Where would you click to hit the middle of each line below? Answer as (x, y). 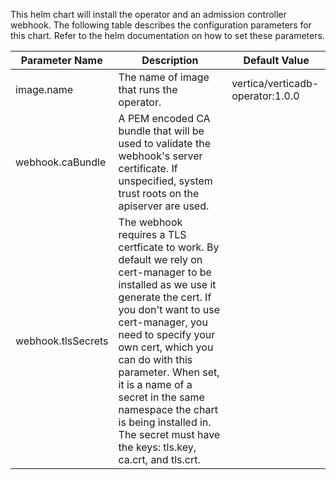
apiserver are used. (164, 206)
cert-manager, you (163, 322)
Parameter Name (61, 60)
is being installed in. (165, 422)
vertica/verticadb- (275, 83)
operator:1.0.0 (265, 96)
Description (170, 60)
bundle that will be (161, 131)
